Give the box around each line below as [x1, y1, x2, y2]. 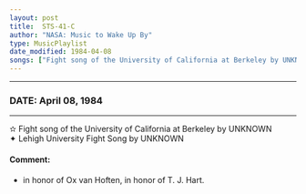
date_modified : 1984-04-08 [9, 47, 112, 56]
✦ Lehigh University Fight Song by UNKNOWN [9, 133, 185, 144]
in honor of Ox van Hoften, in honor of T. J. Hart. [22, 174, 205, 185]
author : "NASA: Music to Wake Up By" [9, 30, 153, 39]
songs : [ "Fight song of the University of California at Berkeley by [9, 56, 280, 65]
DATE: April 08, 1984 [9, 94, 103, 107]
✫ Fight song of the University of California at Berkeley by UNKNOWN [9, 124, 272, 135]
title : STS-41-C [9, 22, 76, 31]
